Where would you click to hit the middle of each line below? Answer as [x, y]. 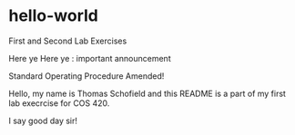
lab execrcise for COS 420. [59, 103]
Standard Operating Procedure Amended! [86, 76]
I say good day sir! [43, 121]
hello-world [54, 16]
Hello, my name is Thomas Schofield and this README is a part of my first [147, 93]
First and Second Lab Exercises [68, 41]
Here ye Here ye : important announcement [90, 58]
